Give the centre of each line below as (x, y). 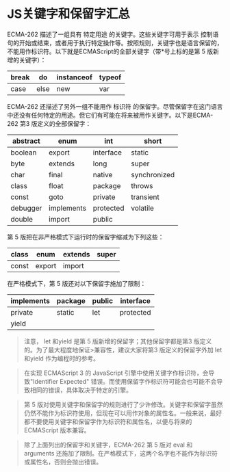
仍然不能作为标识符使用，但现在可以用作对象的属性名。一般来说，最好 (123, 413)
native (103, 174)
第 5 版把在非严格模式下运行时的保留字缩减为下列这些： (86, 237)
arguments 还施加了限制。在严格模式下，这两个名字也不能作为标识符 (121, 453)
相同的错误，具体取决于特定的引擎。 (81, 390)
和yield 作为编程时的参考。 (62, 358)
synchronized (153, 174)
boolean (24, 153)
